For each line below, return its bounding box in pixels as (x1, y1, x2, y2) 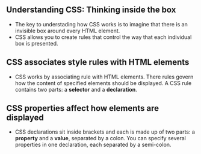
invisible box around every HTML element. (14, 27, 120, 34)
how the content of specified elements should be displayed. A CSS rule (14, 79, 192, 86)
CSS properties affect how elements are (6, 103, 159, 113)
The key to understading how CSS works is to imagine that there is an (14, 20, 188, 28)
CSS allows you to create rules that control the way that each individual (14, 33, 192, 41)
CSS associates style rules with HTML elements (6, 57, 190, 68)
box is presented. (14, 40, 58, 47)
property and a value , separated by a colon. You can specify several (14, 135, 187, 142)
